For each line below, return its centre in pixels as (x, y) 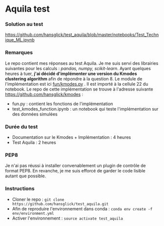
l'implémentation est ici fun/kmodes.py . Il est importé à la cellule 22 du (77, 84)
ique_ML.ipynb (20, 40)
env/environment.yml (33, 213)
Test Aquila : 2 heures (34, 143)
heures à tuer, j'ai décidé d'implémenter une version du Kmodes (71, 74)
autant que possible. (26, 176)
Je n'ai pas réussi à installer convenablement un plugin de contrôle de (75, 166)
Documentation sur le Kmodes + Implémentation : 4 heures (72, 137)
